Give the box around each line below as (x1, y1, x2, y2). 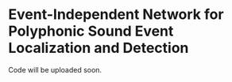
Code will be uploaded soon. (8, 65, 102, 74)
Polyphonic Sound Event (8, 22, 174, 40)
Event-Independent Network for (8, 6, 224, 24)
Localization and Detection (8, 39, 189, 57)
